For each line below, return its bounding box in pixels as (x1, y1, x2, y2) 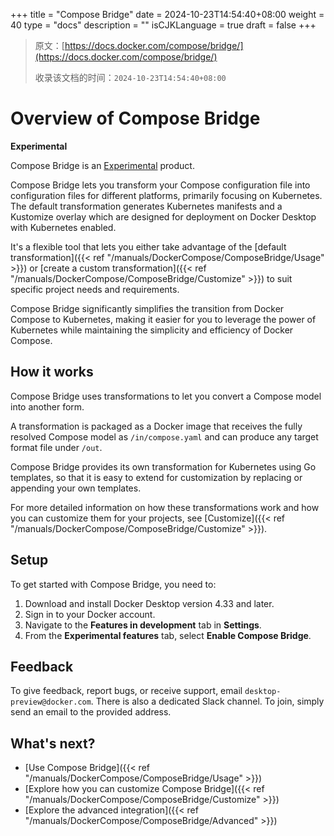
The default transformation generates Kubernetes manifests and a (10, 200, 283, 212)
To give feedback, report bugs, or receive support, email (10, 685, 243, 697)
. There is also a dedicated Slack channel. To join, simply (90, 695, 325, 708)
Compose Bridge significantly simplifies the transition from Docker (10, 302, 285, 314)
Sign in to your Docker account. (24, 608, 156, 620)
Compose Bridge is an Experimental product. (10, 159, 195, 171)
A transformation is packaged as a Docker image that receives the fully (10, 420, 303, 432)
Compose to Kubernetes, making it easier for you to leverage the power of (10, 313, 317, 325)
